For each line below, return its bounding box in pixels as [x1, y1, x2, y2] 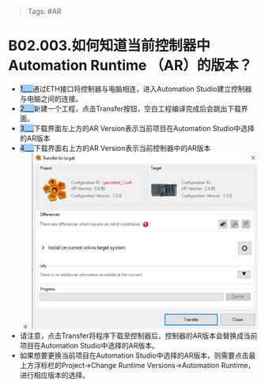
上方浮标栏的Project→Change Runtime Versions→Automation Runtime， [19, 360, 256, 370]
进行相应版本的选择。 [19, 370, 89, 380]
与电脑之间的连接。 [19, 94, 83, 103]
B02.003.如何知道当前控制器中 [8, 37, 211, 54]
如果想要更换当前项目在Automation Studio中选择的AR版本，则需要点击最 [19, 351, 256, 360]
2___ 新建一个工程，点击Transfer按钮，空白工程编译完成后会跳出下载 [19, 103, 241, 113]
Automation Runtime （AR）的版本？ [8, 57, 253, 74]
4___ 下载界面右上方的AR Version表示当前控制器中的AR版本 [19, 143, 211, 152]
